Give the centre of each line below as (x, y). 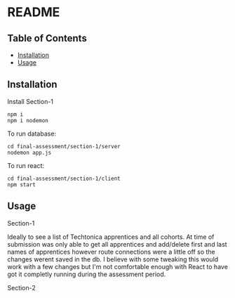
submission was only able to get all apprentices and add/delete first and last (117, 244)
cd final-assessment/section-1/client (64, 179)
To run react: (26, 165)
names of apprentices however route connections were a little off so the (111, 252)
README (34, 12)
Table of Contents (47, 38)
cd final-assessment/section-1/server (64, 146)
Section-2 (22, 287)
